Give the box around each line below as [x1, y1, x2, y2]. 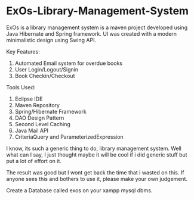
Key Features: [6, 48, 40, 55]
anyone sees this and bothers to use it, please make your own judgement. [6, 175, 188, 182]
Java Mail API [14, 127, 49, 134]
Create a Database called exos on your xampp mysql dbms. [6, 186, 153, 194]
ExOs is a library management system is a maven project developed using [6, 24, 188, 31]
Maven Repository [14, 101, 60, 108]
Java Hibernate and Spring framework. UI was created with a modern [6, 30, 177, 37]
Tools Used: [6, 83, 36, 90]
